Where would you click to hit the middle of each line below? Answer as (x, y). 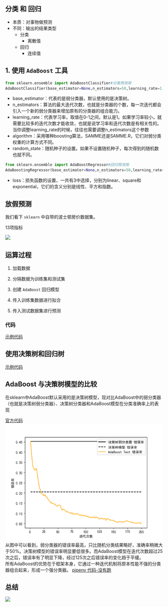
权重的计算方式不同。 (34, 142)
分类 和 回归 (23, 9)
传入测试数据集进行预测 (36, 311)
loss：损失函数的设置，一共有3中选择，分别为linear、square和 (77, 180)
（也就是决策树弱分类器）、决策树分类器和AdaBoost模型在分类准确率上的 (80, 403)
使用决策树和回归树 (35, 354)
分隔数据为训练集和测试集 (39, 279)
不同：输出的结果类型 (34, 28)
